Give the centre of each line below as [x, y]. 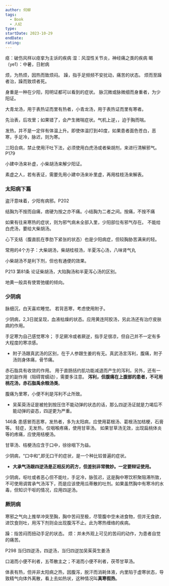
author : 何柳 [18, 10]
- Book [17, 19]
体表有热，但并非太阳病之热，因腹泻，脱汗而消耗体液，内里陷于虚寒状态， [82, 572]
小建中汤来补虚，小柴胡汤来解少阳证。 [45, 164]
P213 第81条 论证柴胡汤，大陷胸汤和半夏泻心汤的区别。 [62, 272]
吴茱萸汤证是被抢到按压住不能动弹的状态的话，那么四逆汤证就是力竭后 [85, 404]
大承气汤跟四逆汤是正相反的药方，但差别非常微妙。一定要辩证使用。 [83, 467]
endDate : [14, 38]
